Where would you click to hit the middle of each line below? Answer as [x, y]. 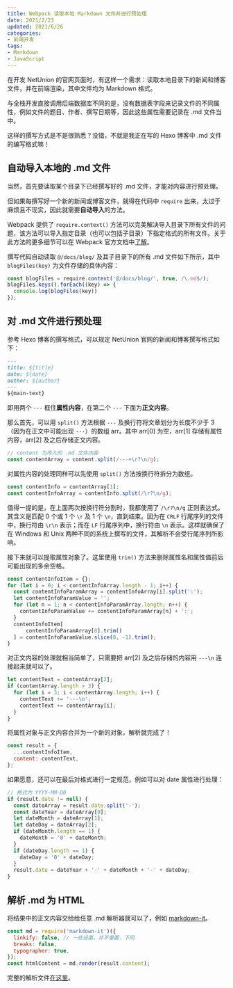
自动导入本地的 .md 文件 [59, 168]
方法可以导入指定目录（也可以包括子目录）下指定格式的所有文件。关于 [126, 233]
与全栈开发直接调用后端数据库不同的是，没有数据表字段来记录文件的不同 [110, 103]
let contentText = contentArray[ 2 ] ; [60, 680]
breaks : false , [35, 944]
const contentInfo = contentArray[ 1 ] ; [63, 487]
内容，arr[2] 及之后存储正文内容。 [56, 440]
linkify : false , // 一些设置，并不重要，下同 [74, 938]
